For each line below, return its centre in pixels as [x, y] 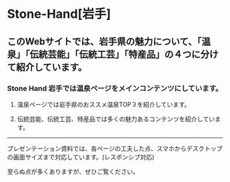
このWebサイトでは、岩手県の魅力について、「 [104, 41]
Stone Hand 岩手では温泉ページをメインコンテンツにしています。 [115, 88]
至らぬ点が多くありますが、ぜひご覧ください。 [73, 171]
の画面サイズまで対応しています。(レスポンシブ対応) [81, 157]
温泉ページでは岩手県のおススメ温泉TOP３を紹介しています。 [103, 104]
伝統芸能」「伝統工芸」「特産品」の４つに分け [124, 54]
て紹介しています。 [47, 67]
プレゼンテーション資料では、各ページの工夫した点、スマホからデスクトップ [115, 148]
